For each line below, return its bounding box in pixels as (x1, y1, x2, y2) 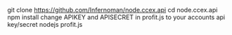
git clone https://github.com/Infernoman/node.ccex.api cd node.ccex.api (7, 6, 218, 14)
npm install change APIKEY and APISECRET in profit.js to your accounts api (7, 13, 226, 21)
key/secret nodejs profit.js (7, 21, 83, 28)
